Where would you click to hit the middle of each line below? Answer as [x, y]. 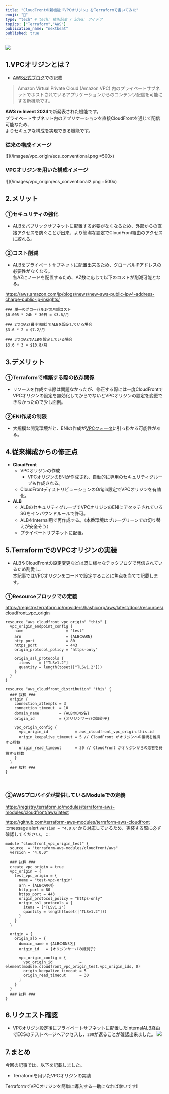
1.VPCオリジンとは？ [38, 64]
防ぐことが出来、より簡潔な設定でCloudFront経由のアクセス [101, 233]
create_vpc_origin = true [37, 867]
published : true [22, 33]
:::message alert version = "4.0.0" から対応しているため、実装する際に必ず [83, 828]
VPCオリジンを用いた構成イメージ [47, 170]
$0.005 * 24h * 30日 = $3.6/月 [37, 315]
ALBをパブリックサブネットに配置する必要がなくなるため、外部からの [85, 226]
